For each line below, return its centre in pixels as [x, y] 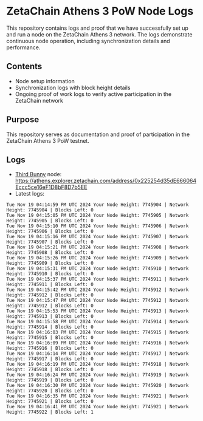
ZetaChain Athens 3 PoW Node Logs [100, 11]
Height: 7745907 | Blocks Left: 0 [50, 242]
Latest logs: [29, 194]
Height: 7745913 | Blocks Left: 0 [50, 317]
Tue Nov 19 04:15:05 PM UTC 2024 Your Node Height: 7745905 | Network [98, 216]
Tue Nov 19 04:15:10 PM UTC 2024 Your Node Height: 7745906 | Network [98, 226]
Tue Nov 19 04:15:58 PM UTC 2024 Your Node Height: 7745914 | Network [98, 322]
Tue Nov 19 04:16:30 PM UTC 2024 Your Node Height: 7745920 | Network [98, 386]
